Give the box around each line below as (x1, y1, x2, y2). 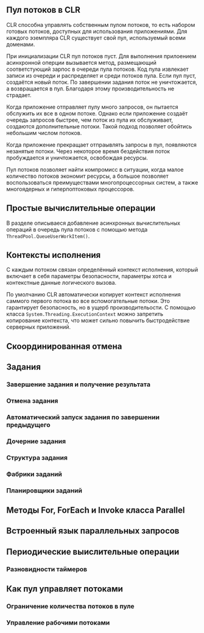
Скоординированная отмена (6, 341, 122, 351)
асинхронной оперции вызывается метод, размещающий (6, 59, 157, 66)
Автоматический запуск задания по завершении (6, 412, 160, 421)
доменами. (6, 40, 35, 48)
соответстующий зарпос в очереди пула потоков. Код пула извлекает (6, 65, 189, 73)
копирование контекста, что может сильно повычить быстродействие (6, 317, 190, 324)
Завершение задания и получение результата (6, 380, 151, 389)
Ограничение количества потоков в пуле (6, 602, 135, 610)
